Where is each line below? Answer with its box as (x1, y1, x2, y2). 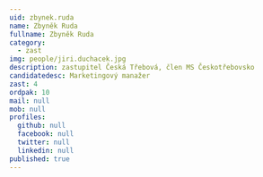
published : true (9, 154, 70, 164)
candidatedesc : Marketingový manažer (9, 72, 151, 80)
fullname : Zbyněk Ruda (9, 29, 94, 38)
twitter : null (17, 138, 70, 147)
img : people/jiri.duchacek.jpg (9, 55, 127, 63)
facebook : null (17, 130, 75, 139)
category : (9, 38, 47, 47)
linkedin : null (17, 146, 75, 155)
